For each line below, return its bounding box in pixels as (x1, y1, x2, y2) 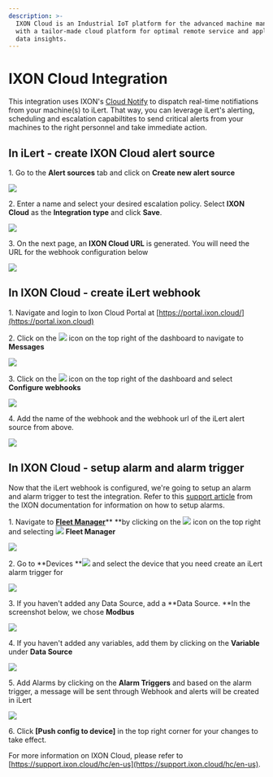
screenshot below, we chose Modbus (8, 607, 135, 617)
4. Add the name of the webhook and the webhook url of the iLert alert (8, 413, 245, 424)
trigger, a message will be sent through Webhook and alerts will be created (8, 686, 260, 696)
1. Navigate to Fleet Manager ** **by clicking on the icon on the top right (8, 516, 262, 526)
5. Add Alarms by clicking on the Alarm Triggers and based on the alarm (8, 678, 252, 687)
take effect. (8, 735, 47, 744)
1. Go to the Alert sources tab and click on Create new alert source (8, 168, 236, 178)
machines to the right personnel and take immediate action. (8, 123, 207, 133)
